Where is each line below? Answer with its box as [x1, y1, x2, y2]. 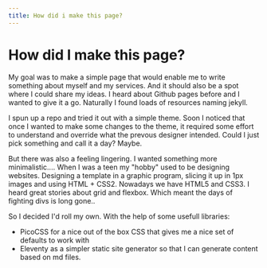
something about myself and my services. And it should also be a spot [8, 80, 239, 90]
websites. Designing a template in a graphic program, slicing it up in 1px [8, 170, 244, 180]
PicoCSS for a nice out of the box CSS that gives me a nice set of [19, 227, 234, 236]
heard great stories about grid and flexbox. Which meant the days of [8, 188, 234, 197]
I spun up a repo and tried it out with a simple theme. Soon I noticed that [8, 113, 245, 122]
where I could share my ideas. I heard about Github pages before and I [8, 89, 241, 99]
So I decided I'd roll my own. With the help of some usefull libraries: [8, 212, 230, 221]
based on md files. [19, 252, 81, 262]
